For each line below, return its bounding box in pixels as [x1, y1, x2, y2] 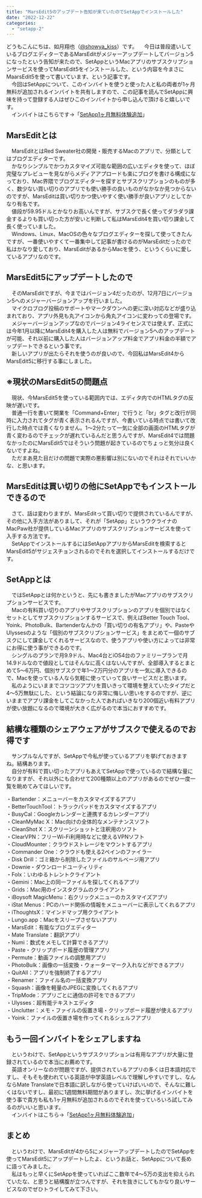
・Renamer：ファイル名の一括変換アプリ [6, 977, 108, 984]
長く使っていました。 [6, 223, 59, 230]
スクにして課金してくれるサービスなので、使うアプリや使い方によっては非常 [6, 637, 195, 644]
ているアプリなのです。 [6, 253, 65, 260]
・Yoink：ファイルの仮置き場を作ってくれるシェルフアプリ [6, 1015, 152, 1022]
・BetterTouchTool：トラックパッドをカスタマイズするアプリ [6, 803, 157, 811]
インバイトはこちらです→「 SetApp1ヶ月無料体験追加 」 [11, 111, 148, 118]
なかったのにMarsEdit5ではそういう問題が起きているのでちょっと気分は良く [6, 439, 195, 447]
